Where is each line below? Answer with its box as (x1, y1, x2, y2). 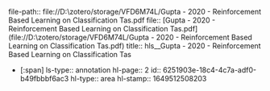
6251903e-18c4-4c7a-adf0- (162, 65, 256, 75)
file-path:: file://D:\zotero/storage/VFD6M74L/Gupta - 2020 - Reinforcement (8, 7, 262, 16)
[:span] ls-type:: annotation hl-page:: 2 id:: (19, 65, 161, 75)
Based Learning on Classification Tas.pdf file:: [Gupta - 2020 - (8, 15, 216, 25)
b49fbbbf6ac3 (19, 74, 69, 83)
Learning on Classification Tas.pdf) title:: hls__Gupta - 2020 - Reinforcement (8, 41, 261, 51)
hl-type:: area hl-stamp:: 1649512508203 (70, 74, 207, 83)
